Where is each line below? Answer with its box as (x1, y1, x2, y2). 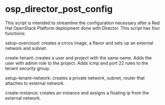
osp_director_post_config (5, 3, 113, 15)
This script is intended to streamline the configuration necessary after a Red (5, 20, 160, 26)
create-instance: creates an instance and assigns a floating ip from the (5, 90, 149, 96)
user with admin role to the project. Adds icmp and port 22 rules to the (5, 60, 148, 66)
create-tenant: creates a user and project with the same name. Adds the (5, 54, 152, 60)
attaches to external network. (5, 80, 65, 86)
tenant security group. (5, 65, 50, 71)
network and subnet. (5, 45, 47, 51)
